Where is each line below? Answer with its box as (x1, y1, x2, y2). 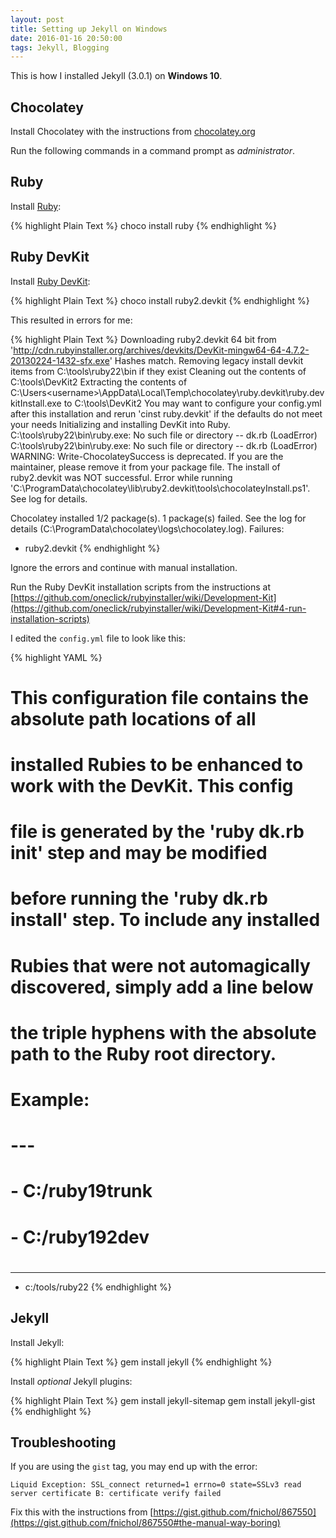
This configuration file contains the (10, 686, 309, 709)
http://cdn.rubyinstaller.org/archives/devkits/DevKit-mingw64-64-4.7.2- (13, 344, 310, 356)
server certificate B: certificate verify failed (10, 1489, 222, 1499)
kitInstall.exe (10, 397, 62, 409)
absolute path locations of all (10, 707, 257, 730)
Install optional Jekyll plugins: (10, 1375, 133, 1387)
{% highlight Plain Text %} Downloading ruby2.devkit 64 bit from (10, 333, 277, 345)
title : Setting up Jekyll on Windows (10, 24, 168, 34)
